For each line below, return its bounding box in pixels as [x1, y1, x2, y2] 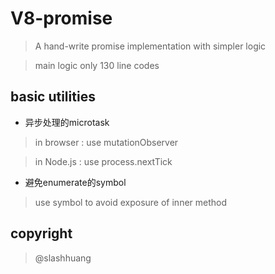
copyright [10, 225, 73, 242]
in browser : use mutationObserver [34, 136, 179, 148]
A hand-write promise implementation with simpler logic [34, 40, 267, 52]
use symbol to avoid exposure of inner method [34, 196, 228, 208]
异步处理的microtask [24, 116, 110, 128]
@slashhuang [34, 252, 92, 264]
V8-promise [10, 7, 113, 30]
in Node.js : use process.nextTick [34, 155, 173, 167]
